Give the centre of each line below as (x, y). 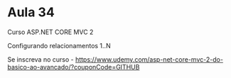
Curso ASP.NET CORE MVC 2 (50, 32)
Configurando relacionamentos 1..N (59, 45)
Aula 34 (31, 12)
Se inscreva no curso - (41, 59)
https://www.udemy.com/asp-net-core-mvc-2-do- (149, 59)
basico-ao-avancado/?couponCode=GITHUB (74, 67)
